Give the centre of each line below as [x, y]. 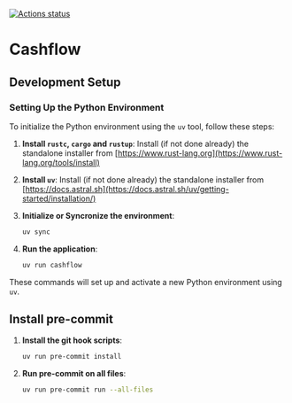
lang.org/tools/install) [61, 162]
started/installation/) [59, 198]
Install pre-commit [61, 319]
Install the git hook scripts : [72, 340]
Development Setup [65, 82]
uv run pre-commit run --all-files [88, 390]
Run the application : [60, 249]
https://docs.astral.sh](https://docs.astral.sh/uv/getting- [127, 189]
